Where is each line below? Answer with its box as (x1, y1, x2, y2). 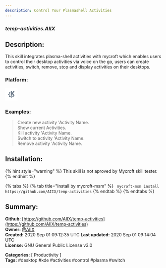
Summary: (5, 202, 38, 211)
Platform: (5, 76, 28, 83)
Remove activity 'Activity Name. (17, 140, 83, 146)
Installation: (5, 155, 43, 163)
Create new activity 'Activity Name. (17, 119, 89, 125)
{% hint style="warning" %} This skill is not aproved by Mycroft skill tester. (5, 168, 158, 174)
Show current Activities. (17, 125, 66, 131)
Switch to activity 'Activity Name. (17, 135, 85, 141)
